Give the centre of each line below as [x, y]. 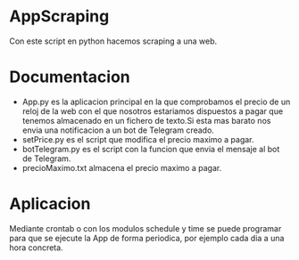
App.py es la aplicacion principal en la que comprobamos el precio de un [156, 102]
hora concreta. [37, 248]
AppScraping [59, 16]
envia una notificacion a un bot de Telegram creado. [118, 130]
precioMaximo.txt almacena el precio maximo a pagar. [122, 167]
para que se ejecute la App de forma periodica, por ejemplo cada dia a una [147, 238]
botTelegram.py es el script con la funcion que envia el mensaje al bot [151, 149]
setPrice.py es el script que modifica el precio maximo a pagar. [138, 139]
